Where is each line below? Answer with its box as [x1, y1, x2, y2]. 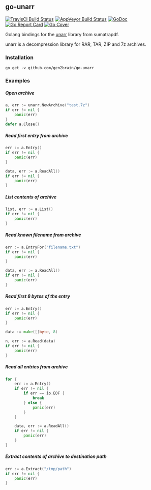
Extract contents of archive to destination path [5, 453, 107, 459]
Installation [5, 54, 34, 61]
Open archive [5, 90, 35, 96]
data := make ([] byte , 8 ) [5, 329, 58, 335]
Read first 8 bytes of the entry [5, 293, 70, 299]
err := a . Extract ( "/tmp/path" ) [5, 466, 72, 471]
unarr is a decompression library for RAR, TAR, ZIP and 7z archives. [5, 41, 146, 47]
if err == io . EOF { [23, 391, 65, 396]
